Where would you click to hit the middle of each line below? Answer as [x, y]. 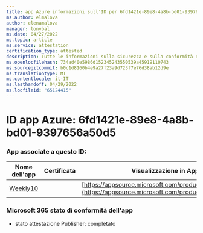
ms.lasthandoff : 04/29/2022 [42, 85]
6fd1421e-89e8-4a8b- [136, 120]
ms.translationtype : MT [36, 73]
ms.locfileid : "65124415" [39, 90]
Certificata [60, 171]
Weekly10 [24, 188]
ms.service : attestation [37, 46]
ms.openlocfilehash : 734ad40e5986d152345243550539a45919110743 [88, 62]
